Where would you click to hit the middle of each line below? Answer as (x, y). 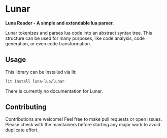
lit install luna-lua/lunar (35, 81)
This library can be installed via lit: (41, 72)
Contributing (26, 107)
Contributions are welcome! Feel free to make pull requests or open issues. (84, 119)
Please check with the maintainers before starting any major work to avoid (83, 125)
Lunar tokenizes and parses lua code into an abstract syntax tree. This (79, 33)
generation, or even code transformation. (48, 43)
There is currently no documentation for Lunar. (54, 91)
